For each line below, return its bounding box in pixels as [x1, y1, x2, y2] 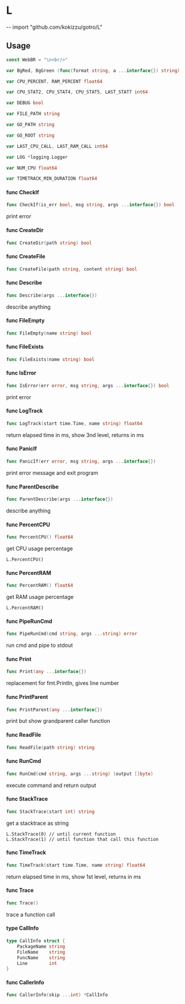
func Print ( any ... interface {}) [6, 669, 87, 675]
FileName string [17, 949, 66, 955]
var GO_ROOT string [6, 132, 55, 138]
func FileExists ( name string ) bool [6, 356, 95, 363]
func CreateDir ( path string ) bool [6, 240, 92, 246]
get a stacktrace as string [6, 819, 69, 827]
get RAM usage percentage [6, 593, 74, 601]
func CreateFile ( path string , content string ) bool [6, 266, 137, 272]
